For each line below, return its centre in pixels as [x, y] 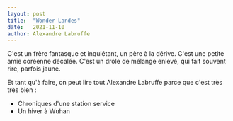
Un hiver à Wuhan [44, 111]
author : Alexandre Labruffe [49, 34]
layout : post [27, 14]
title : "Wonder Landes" [44, 21]
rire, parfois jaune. [34, 69]
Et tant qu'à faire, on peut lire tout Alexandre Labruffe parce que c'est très [115, 83]
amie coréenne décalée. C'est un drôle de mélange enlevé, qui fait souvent [117, 62]
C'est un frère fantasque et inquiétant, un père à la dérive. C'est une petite [116, 54]
